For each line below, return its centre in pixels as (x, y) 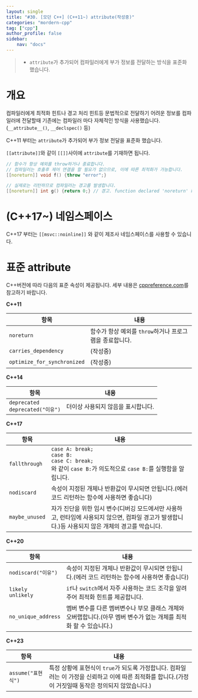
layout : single (25, 12)
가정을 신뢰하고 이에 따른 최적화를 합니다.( (123, 677)
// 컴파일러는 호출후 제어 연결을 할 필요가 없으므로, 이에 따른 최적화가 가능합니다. (95, 169)
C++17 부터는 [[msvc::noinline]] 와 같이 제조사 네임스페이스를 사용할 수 (91, 234)
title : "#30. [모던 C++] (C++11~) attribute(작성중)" (70, 17)
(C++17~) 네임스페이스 (60, 217)
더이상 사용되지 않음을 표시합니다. (110, 407)
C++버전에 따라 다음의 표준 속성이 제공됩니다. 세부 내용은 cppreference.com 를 (98, 285)
